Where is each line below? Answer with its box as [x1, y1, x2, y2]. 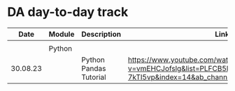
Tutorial [81, 72, 106, 82]
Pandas [81, 63, 106, 73]
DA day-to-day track [7, 4, 129, 20]
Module [48, 29, 75, 39]
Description [81, 29, 121, 39]
